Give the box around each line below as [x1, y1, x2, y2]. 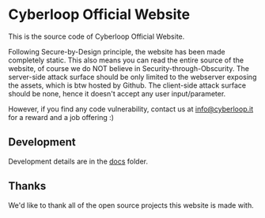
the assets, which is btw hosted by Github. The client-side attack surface [8, 81, 247, 90]
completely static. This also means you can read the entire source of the [8, 55, 244, 65]
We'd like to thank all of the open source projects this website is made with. [8, 200, 255, 210]
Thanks [8, 179, 47, 193]
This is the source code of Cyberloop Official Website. [8, 32, 185, 41]
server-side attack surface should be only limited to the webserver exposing [8, 72, 257, 81]
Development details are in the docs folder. [8, 156, 149, 166]
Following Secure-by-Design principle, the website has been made [8, 47, 225, 56]
